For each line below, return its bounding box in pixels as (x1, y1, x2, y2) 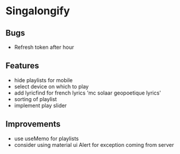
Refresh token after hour (14, 43, 74, 51)
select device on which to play (14, 83, 89, 90)
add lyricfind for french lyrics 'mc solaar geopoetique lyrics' (14, 89, 162, 96)
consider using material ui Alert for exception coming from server (14, 141, 175, 148)
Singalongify (5, 4, 70, 18)
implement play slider (14, 102, 67, 109)
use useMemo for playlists (14, 135, 79, 142)
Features (5, 61, 39, 71)
